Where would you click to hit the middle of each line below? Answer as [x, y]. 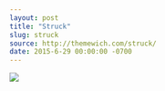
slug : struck [34, 35]
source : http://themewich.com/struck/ [83, 43]
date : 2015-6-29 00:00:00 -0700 [71, 52]
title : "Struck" [40, 26]
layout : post [34, 18]
